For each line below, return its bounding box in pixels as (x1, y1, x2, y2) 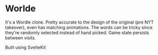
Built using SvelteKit (5, 44, 46, 50)
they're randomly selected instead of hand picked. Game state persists (5, 29, 149, 35)
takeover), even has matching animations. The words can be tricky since (5, 24, 153, 30)
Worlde (5, 3, 36, 14)
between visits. (5, 35, 36, 41)
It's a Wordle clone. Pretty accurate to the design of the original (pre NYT (5, 19, 154, 25)
